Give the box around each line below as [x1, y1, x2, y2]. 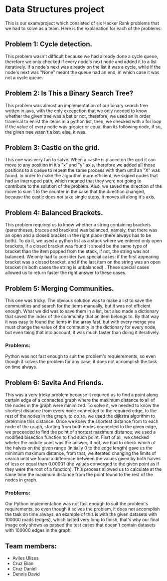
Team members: [5, 542, 57, 550]
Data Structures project [5, 4, 105, 15]
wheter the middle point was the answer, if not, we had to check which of [5, 440, 156, 446]
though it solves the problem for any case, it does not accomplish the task [5, 359, 158, 365]
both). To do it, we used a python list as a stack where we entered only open [5, 238, 162, 244]
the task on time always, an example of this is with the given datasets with [5, 511, 158, 517]
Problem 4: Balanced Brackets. [5, 208, 103, 217]
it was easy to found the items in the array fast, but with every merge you [5, 319, 156, 325]
